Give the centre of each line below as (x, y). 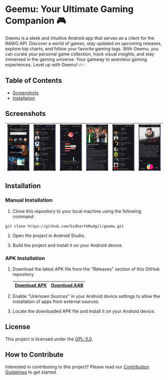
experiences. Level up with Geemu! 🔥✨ (45, 64)
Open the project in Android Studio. (49, 235)
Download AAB (67, 285)
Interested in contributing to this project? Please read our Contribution (77, 366)
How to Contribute (34, 355)
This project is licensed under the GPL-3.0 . (49, 339)
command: (23, 216)
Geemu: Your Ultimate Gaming (69, 9)
